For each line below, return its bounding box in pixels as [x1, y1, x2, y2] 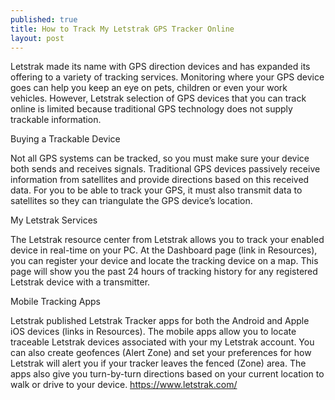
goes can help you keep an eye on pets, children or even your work [10, 82, 288, 94]
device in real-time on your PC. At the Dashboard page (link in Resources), [10, 244, 318, 256]
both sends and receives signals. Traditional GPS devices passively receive [10, 163, 321, 175]
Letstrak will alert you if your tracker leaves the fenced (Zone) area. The [10, 357, 307, 370]
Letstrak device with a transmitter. [10, 276, 151, 288]
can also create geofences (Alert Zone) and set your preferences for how [10, 347, 312, 359]
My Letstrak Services [10, 214, 98, 226]
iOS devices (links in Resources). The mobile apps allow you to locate [10, 326, 297, 338]
